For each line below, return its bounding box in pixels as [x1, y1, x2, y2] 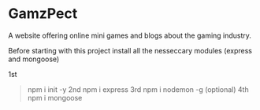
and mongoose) [8, 54, 60, 64]
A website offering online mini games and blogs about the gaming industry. [8, 31, 252, 40]
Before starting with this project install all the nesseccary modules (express [8, 46, 252, 55]
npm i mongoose [27, 93, 83, 102]
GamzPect [8, 5, 78, 23]
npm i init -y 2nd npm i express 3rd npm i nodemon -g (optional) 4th [27, 84, 250, 94]
